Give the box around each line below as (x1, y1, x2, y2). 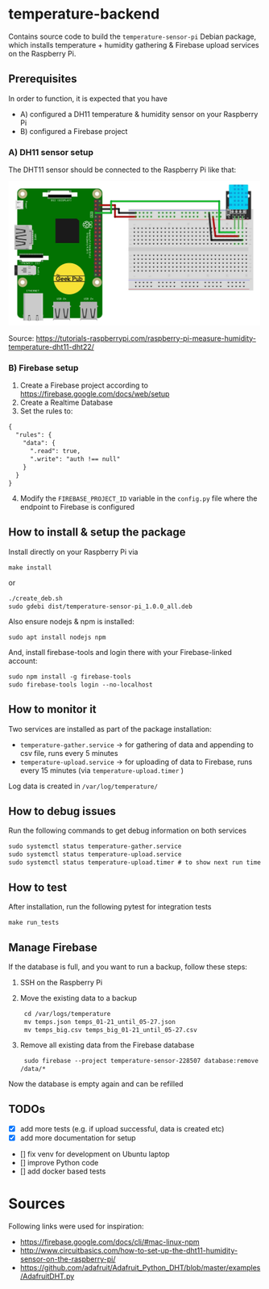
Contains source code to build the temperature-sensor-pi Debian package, (8, 31, 257, 41)
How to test (8, 880, 67, 894)
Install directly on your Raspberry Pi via (8, 547, 139, 556)
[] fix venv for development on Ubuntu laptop (19, 1148, 171, 1159)
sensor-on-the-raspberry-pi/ (19, 1253, 116, 1264)
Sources (8, 1195, 66, 1213)
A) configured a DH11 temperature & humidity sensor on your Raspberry (19, 109, 259, 119)
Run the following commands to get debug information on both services (8, 825, 247, 836)
